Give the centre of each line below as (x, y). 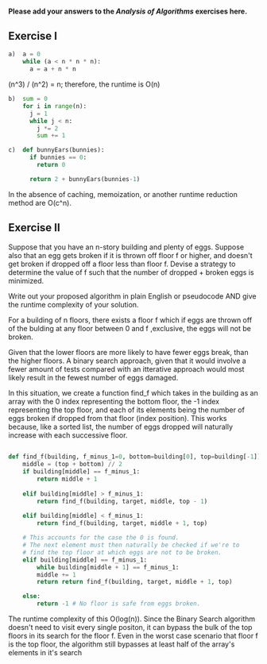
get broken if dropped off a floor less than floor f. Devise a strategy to (122, 264)
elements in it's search (45, 653)
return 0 (51, 165)
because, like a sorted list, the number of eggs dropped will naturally (120, 427)
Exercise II (35, 228)
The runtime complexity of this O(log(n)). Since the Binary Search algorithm (132, 619)
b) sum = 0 (28, 99)
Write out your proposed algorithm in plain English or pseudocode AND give (132, 296)
